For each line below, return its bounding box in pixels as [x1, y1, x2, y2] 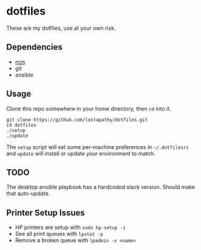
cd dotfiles [6, 122, 36, 128]
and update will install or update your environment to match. [6, 150, 156, 157]
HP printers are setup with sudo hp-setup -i [15, 224, 126, 231]
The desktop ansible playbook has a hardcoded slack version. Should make [6, 184, 196, 191]
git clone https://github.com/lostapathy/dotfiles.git [6, 117, 148, 123]
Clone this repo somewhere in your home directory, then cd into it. [6, 105, 171, 112]
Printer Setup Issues [6, 207, 85, 218]
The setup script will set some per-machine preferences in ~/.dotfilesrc [6, 143, 189, 150]
